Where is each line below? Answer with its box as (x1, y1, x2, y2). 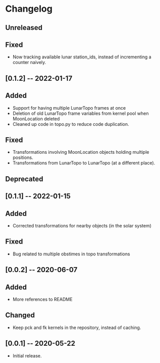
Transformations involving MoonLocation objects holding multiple (12, 149, 149, 155)
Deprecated (5, 175, 44, 183)
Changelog (5, 3, 53, 15)
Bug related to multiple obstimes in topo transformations (12, 251, 130, 257)
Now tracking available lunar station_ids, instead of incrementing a (12, 54, 152, 60)
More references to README (12, 296, 73, 303)
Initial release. (12, 352, 42, 358)
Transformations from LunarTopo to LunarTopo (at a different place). (12, 160, 155, 166)
